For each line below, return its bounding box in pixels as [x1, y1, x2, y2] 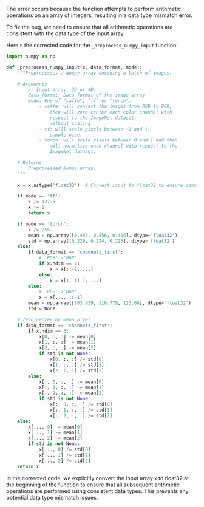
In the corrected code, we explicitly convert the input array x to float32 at [6, 474, 189, 481]
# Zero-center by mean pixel [17, 316, 91, 322]
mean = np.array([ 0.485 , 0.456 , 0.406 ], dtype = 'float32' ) [28, 232, 178, 239]
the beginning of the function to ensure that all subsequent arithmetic [6, 481, 180, 488]
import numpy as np [6, 53, 56, 60]
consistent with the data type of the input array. [6, 30, 126, 37]
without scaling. [49, 120, 94, 126]
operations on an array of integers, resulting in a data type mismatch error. [6, 12, 193, 19]
